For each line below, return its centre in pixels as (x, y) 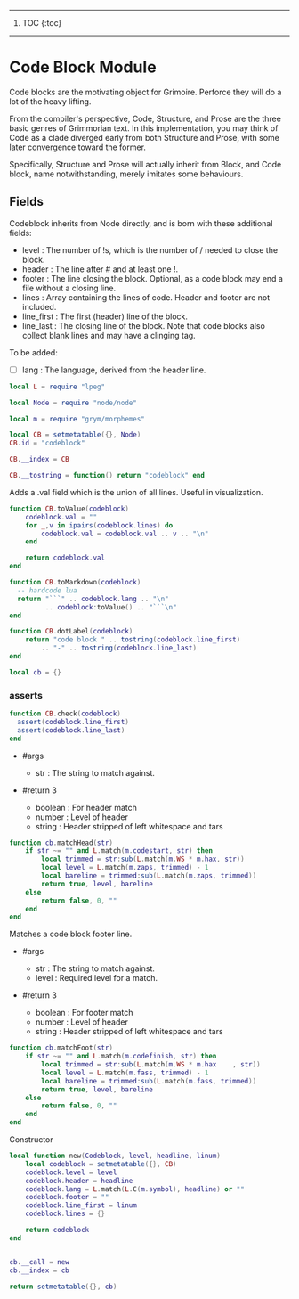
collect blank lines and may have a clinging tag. (109, 335)
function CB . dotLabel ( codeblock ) (71, 632)
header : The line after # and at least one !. (100, 269)
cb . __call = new (39, 1262)
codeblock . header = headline (79, 1181)
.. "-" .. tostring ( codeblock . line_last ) (119, 648)
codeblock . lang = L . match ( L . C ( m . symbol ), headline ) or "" (135, 1189)
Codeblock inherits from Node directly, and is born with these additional (141, 223)
